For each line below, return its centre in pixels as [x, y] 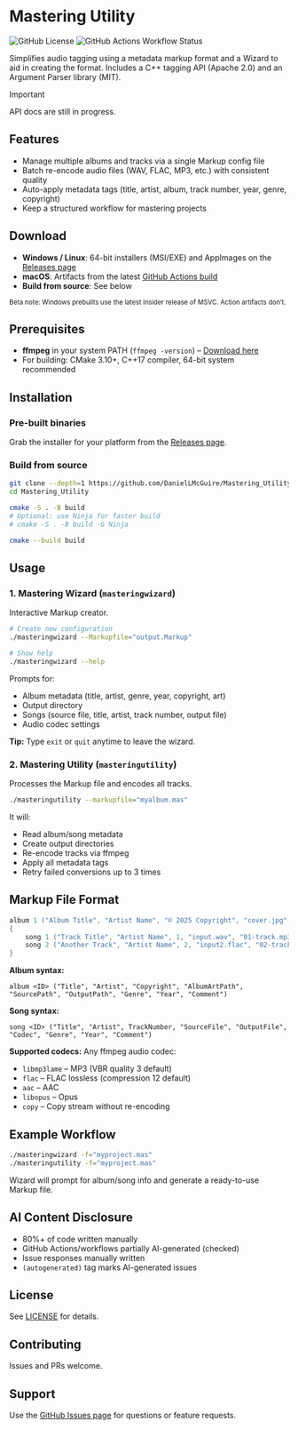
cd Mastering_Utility [49, 492]
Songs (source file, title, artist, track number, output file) [125, 714]
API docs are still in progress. [63, 111]
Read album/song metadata [73, 834]
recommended [49, 370]
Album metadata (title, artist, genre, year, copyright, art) [124, 696]
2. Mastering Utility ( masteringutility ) [93, 764]
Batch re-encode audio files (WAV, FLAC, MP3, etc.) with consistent [145, 170]
